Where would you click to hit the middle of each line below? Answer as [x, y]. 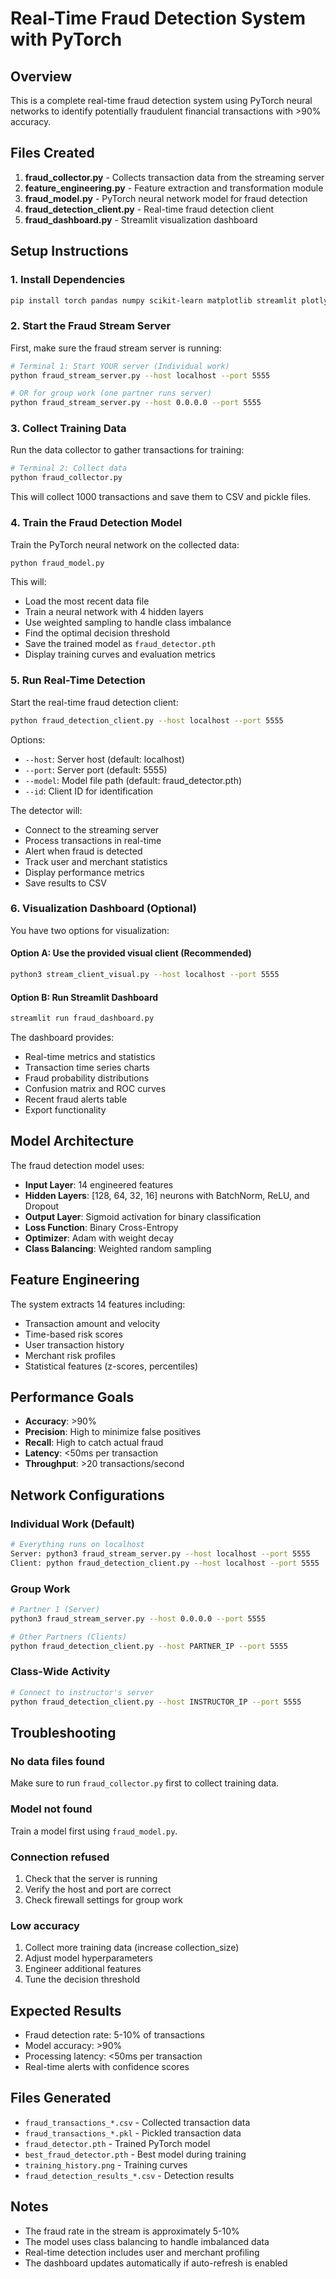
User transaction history [74, 1344]
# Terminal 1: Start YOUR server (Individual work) [120, 366]
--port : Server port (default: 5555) [96, 769]
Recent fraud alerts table [76, 1099]
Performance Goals [72, 1397]
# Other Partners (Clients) [69, 1637]
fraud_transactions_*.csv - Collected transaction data [137, 2122]
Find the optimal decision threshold [97, 633]
